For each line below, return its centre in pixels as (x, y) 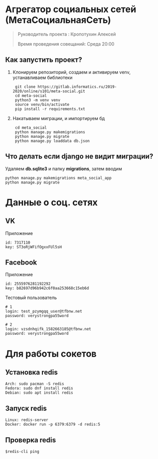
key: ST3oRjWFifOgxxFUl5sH (34, 247)
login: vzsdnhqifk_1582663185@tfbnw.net (48, 329)
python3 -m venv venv (38, 100)
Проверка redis (31, 440)
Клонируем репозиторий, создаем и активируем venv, (71, 72)
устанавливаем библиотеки (42, 78)
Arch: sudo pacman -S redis (35, 384)
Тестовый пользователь (31, 298)
